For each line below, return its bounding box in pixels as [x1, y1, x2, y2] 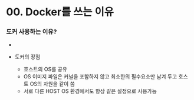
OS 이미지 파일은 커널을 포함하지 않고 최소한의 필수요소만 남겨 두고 [23, 73, 177, 80]
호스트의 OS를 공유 [23, 65, 68, 73]
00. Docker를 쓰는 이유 [6, 5, 114, 19]
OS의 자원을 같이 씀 [29, 80, 75, 88]
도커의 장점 [14, 53, 41, 60]
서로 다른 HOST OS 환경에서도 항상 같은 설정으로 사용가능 [23, 88, 157, 95]
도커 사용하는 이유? [6, 27, 57, 36]
